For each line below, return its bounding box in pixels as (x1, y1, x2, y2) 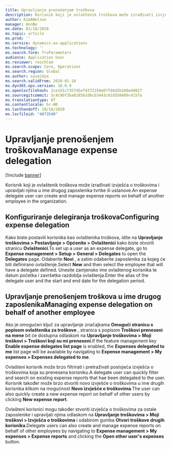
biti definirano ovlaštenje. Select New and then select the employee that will (5, 261, 163, 267)
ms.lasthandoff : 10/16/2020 (5, 107, 65, 112)
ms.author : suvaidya (5, 74, 49, 79)
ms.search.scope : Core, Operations (5, 64, 81, 69)
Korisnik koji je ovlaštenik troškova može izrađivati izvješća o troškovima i (5, 182, 159, 188)
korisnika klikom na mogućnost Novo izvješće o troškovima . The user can (5, 385, 160, 392)
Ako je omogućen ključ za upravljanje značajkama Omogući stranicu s (5, 322, 154, 328)
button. (5, 439, 20, 445)
